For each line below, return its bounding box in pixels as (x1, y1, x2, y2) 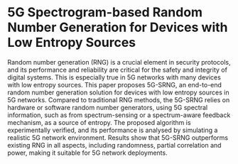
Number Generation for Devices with (7, 19, 228, 35)
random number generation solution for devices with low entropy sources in (7, 88, 229, 97)
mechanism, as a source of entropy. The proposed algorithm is (7, 118, 191, 126)
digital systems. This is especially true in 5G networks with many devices (7, 72, 222, 82)
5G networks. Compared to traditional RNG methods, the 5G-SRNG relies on (7, 95, 230, 104)
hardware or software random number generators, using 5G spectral (7, 103, 208, 111)
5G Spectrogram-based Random (7, 4, 203, 21)
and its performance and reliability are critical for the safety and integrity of (7, 65, 227, 74)
